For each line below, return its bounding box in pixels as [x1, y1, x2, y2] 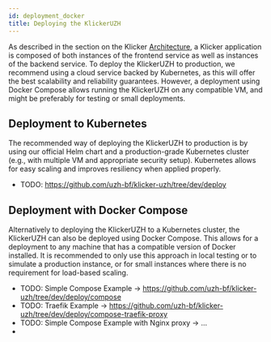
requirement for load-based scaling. [8, 268, 129, 278]
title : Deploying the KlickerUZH [8, 19, 121, 28]
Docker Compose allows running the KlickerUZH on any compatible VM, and [8, 84, 263, 94]
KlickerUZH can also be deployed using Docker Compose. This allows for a [8, 233, 259, 243]
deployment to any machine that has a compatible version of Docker [8, 242, 236, 252]
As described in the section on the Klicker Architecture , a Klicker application [8, 41, 262, 51]
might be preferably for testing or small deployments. [8, 93, 186, 103]
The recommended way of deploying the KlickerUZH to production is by [8, 139, 248, 148]
